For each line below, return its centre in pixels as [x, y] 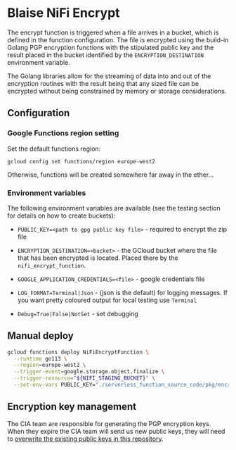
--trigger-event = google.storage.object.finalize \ [89, 372]
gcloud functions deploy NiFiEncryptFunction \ [78, 352]
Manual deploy [40, 336]
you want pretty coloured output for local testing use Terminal [107, 300]
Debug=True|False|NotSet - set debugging [78, 313]
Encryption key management [72, 407]
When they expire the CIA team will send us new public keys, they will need [116, 431]
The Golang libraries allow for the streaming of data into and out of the [109, 76]
